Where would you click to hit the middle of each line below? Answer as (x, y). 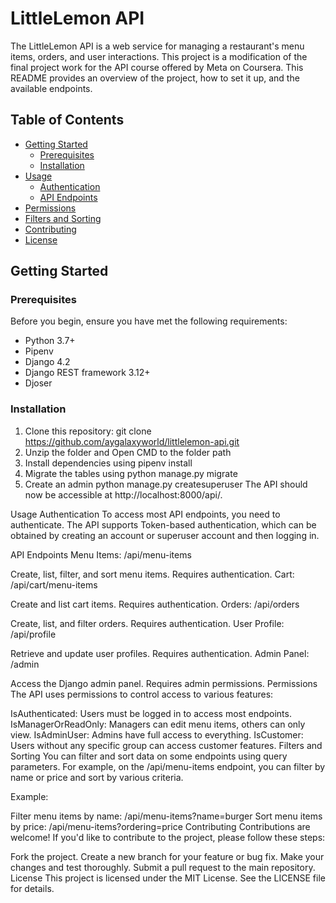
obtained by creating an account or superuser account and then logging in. (165, 535)
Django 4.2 (47, 362)
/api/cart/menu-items (54, 584)
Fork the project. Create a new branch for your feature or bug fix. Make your (167, 856)
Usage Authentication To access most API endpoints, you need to (145, 514)
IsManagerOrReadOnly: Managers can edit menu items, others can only (158, 724)
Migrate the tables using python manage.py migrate (131, 473)
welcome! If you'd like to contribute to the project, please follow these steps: (168, 837)
